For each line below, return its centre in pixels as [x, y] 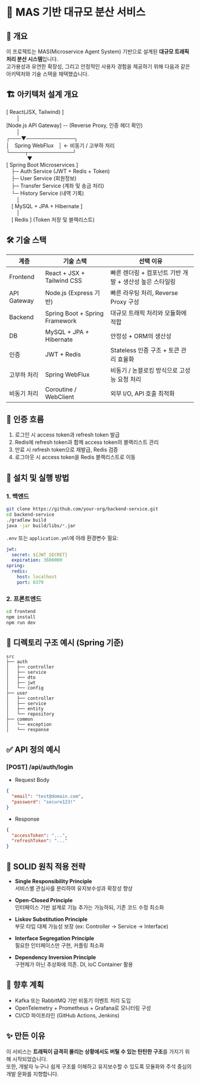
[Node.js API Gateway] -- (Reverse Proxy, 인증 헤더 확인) [74, 125]
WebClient [60, 397]
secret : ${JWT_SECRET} [40, 555]
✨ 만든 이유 [26, 1036]
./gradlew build [26, 520]
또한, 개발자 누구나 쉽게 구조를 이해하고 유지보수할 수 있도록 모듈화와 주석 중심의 [99, 1066]
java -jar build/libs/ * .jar [41, 525]
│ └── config [25, 688]
